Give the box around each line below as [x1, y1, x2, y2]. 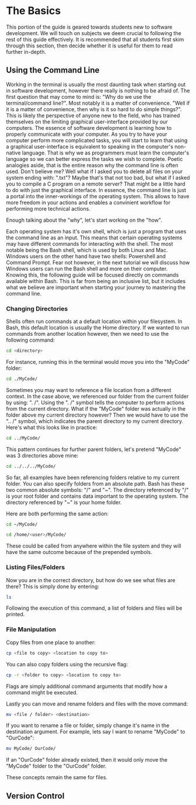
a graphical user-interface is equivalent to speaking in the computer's [6, 143, 174, 150]
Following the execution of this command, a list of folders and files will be [6, 604, 183, 612]
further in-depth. [6, 48, 47, 55]
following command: [6, 336, 55, 343]
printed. [6, 611, 25, 618]
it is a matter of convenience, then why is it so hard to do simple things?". [6, 105, 182, 112]
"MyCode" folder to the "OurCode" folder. [6, 762, 107, 770]
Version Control [6, 791, 65, 801]
